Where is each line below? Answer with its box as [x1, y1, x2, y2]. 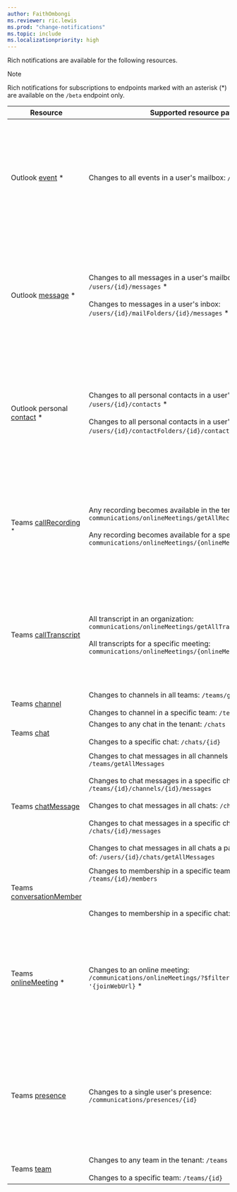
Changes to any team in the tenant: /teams [88, 1155, 228, 1165]
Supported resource [150, 108, 219, 117]
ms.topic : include [7, 30, 61, 37]
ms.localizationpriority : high [7, 37, 99, 44]
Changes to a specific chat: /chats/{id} [88, 737, 221, 747]
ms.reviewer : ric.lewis [7, 17, 78, 24]
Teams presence [11, 1091, 66, 1101]
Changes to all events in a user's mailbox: [88, 173, 226, 183]
